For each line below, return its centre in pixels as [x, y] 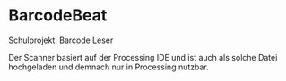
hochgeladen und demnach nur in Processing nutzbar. [109, 67]
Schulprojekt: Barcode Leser [61, 40]
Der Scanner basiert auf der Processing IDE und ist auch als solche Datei [143, 57]
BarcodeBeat [58, 16]
